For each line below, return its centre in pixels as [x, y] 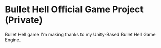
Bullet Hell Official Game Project [74, 9]
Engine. [13, 40]
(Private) [24, 20]
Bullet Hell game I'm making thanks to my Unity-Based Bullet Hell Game [80, 34]
